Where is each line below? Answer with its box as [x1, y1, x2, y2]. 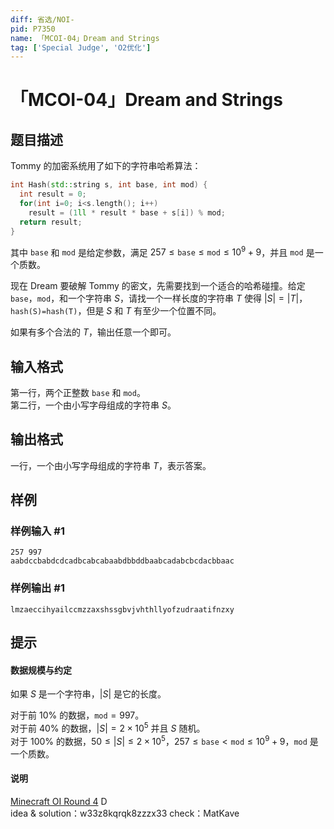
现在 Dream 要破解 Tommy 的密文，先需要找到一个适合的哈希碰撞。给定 [10, 280, 306, 292]
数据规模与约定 [10, 664, 72, 676]
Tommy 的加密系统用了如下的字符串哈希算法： [10, 160, 202, 172]
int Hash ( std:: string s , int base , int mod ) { [10, 180, 208, 190]
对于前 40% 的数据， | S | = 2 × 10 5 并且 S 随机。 [10, 721, 206, 735]
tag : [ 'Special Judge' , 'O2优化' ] [10, 42, 152, 53]
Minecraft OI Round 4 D [10, 795, 108, 807]
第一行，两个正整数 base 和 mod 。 [10, 386, 146, 398]
